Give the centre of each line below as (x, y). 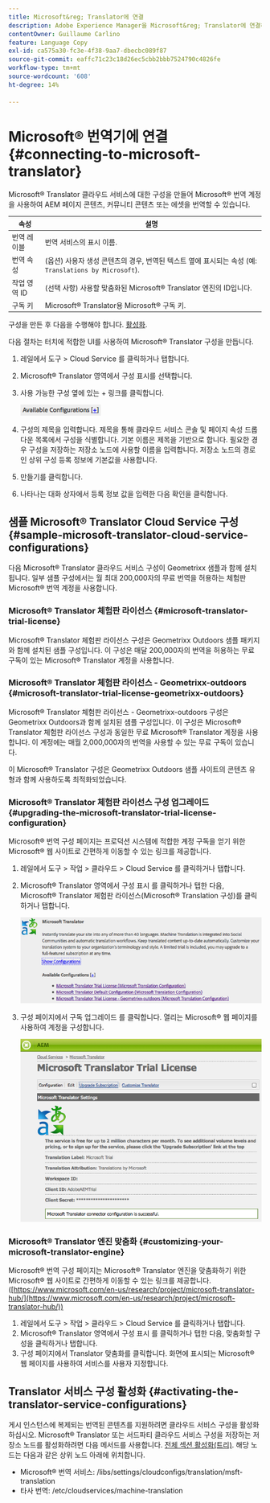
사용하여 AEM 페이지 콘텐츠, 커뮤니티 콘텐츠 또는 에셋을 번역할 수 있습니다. (133, 204)
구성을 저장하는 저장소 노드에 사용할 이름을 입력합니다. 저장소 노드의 (135, 450)
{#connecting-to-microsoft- (104, 154)
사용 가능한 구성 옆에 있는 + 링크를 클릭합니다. (92, 393)
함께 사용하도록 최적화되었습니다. (75, 779)
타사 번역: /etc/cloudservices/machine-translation (101, 1491)
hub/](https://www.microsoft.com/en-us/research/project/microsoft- (122, 1298)
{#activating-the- (194, 1391)
